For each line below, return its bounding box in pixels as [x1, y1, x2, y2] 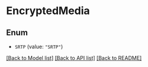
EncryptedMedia [6, 4, 90, 18]
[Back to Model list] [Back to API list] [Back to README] [6, 55, 142, 61]
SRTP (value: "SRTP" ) [14, 43, 63, 50]
